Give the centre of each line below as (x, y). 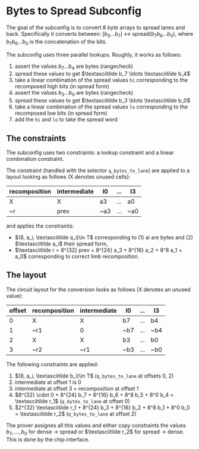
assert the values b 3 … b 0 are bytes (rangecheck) (74, 93)
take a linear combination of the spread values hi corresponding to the (101, 80)
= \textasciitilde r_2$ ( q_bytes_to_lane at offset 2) (75, 414)
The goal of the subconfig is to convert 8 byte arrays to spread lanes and (96, 27)
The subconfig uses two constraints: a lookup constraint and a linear (90, 152)
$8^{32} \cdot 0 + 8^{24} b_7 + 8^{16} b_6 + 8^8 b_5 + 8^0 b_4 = (94, 395)
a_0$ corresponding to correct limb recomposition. (77, 256)
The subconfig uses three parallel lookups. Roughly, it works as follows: (94, 54)
